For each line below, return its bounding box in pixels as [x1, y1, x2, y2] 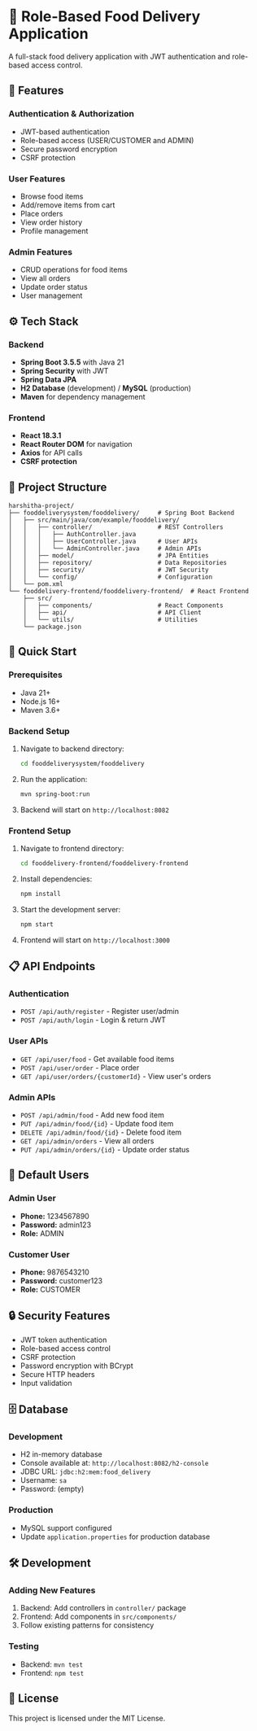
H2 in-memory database [20, 1449, 103, 1459]
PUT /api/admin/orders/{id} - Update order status [20, 1144, 189, 1154]
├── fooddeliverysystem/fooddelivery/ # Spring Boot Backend [8, 509, 234, 518]
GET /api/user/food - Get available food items [20, 1054, 175, 1064]
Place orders [20, 208, 63, 218]
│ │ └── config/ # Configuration [8, 573, 213, 581]
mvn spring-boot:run [20, 789, 90, 798]
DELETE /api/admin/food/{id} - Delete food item [20, 1127, 182, 1137]
